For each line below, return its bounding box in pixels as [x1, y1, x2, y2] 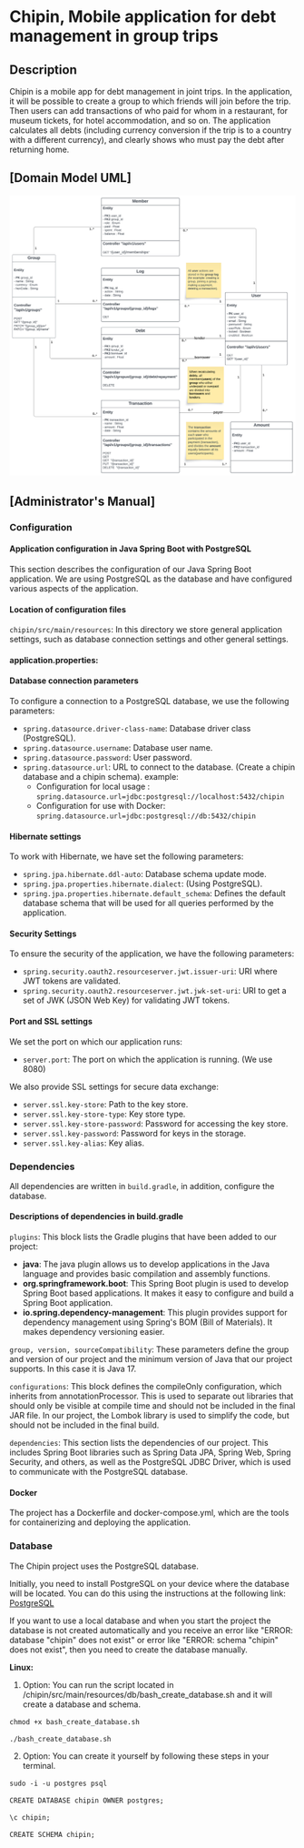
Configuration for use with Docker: [35, 800, 166, 811]
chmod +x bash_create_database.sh [9, 1717, 141, 1726]
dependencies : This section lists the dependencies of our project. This [9, 1438, 270, 1449]
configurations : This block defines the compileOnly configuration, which [9, 1381, 282, 1392]
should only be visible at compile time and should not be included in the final [9, 1400, 296, 1411]
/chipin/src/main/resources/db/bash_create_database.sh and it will [22, 1689, 272, 1700]
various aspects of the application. [9, 582, 139, 593]
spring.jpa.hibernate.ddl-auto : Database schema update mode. [22, 869, 268, 880]
